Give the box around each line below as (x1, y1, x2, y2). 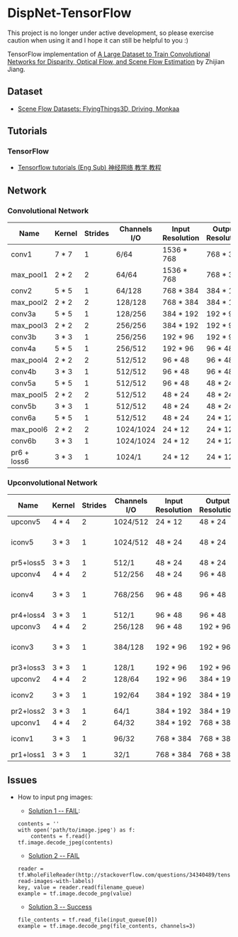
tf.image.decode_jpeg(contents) (17, 839, 113, 847)
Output (205, 496, 230, 506)
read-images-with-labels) (17, 878, 94, 885)
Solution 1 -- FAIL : (28, 807, 81, 815)
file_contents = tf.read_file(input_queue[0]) (17, 916, 158, 923)
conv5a (11, 378, 37, 388)
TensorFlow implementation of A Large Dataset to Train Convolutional (7, 50, 210, 58)
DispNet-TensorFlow (7, 5, 132, 21)
